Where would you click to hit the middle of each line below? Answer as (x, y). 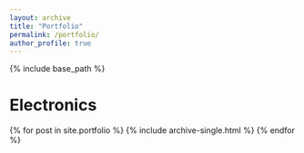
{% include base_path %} (57, 69)
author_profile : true (51, 43)
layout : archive (40, 18)
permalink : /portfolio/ (55, 34)
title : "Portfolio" (46, 26)
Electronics (53, 105)
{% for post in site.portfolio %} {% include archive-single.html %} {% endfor (152, 130)
